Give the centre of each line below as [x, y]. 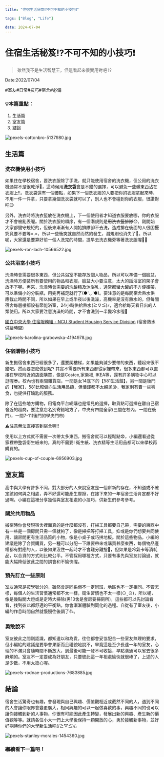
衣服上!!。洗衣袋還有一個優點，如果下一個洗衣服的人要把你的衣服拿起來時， [81, 193]
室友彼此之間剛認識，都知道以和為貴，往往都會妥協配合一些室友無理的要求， [82, 638]
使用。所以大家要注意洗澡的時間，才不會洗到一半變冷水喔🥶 [68, 311]
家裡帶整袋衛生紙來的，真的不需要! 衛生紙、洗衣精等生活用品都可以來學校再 [81, 442]
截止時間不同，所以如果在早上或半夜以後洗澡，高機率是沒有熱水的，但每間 [84, 299]
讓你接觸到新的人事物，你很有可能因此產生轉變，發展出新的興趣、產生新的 [80, 714]
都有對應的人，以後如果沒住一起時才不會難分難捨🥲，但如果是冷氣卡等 [79, 549]
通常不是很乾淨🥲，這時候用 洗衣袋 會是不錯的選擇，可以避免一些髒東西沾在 [83, 187]
